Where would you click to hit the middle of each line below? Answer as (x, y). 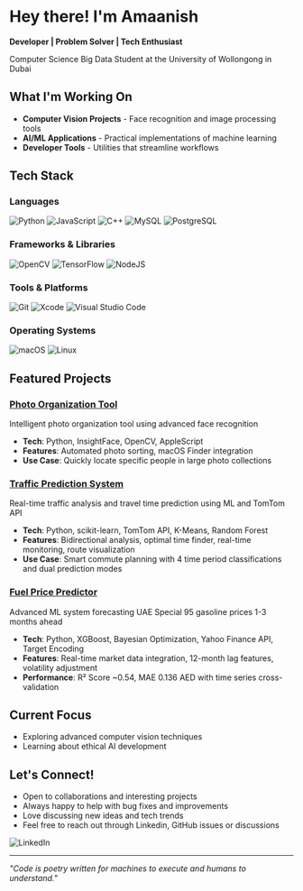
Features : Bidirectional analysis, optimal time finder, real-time (137, 540)
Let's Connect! (52, 774)
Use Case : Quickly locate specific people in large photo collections (147, 461)
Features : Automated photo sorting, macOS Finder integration (138, 451)
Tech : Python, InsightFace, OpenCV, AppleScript (113, 441)
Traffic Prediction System (67, 483)
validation (41, 686)
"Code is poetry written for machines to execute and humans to (128, 868)
